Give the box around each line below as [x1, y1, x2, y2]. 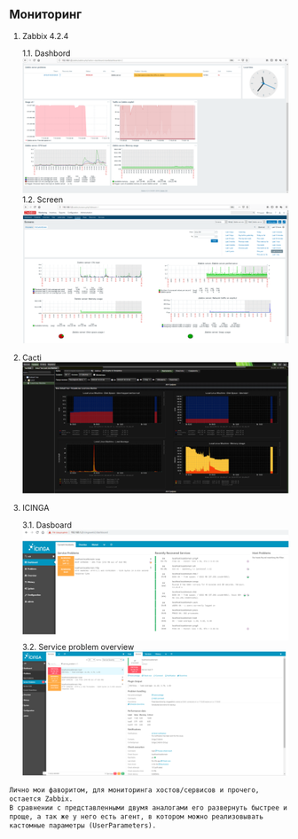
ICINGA [21, 503, 50, 514]
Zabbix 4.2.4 [21, 30, 69, 41]
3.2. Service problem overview [21, 641, 135, 652]
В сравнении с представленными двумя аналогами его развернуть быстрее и [9, 803, 288, 812]
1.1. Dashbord [21, 48, 71, 59]
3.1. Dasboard [21, 520, 73, 530]
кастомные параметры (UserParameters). [9, 820, 157, 830]
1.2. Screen [21, 194, 64, 205]
